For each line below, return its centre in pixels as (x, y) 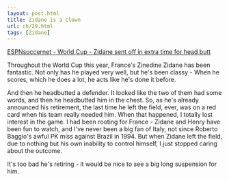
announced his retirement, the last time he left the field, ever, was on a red (112, 107)
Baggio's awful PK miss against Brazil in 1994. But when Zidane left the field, (115, 137)
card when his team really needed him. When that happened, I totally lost (110, 115)
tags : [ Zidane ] (29, 32)
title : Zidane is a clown (44, 20)
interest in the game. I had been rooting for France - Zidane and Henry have (114, 122)
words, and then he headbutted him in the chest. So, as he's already (103, 100)
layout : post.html (33, 13)
